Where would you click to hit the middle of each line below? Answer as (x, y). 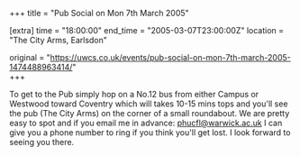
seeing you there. (42, 142)
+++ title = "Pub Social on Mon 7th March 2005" (99, 13)
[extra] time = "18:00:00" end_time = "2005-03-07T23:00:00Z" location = (147, 30)
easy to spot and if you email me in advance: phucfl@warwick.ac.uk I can (146, 123)
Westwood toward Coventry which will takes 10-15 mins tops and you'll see (149, 104)
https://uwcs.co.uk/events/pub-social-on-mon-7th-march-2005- (170, 57)
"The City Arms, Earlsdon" (59, 40)
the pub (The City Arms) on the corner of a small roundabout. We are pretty (150, 113)
